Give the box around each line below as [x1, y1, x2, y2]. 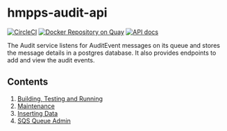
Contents [7, 76, 49, 88]
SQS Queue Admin [17, 116, 72, 125]
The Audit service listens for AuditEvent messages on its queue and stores [7, 41, 221, 49]
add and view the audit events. [7, 55, 95, 64]
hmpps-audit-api [7, 5, 108, 21]
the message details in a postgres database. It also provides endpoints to [7, 49, 217, 57]
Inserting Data [17, 109, 58, 117]
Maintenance [17, 102, 56, 110]
